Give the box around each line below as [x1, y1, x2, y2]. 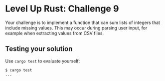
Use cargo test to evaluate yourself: [5, 58, 80, 64]
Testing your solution [5, 44, 73, 53]
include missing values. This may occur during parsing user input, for [5, 24, 148, 30]
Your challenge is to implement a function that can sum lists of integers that [5, 19, 161, 25]
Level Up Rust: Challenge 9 [5, 3, 119, 14]
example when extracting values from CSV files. [5, 30, 104, 36]
